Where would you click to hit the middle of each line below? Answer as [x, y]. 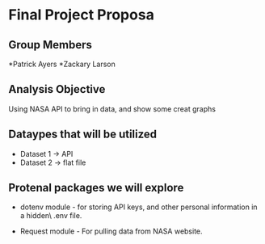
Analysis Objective [57, 89]
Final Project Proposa [82, 15]
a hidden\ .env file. [51, 216]
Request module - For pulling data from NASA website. [111, 231]
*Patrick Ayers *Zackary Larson [62, 64]
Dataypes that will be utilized [83, 135]
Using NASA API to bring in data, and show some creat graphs [112, 109]
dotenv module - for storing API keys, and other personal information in [139, 207]
